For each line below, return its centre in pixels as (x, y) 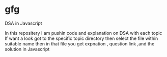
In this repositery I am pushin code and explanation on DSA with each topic (83, 33)
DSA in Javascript (23, 23)
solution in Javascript (27, 49)
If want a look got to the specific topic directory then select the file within (81, 38)
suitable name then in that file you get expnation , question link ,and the (80, 43)
